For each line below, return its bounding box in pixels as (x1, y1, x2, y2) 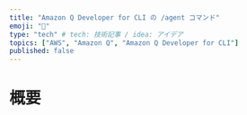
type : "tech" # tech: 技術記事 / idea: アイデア (9, 30, 184, 39)
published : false (9, 47, 75, 56)
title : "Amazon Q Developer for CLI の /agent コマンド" (9, 13, 220, 22)
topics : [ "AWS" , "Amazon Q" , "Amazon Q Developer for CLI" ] (9, 38, 240, 48)
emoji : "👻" (9, 22, 50, 31)
